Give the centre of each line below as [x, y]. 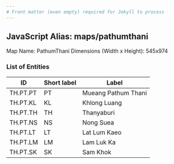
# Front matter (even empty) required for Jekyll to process [85, 12]
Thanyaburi [98, 112]
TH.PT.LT [23, 132]
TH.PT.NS [23, 122]
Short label [60, 83]
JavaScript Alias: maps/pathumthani [77, 37]
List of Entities [28, 67]
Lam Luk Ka [99, 142]
